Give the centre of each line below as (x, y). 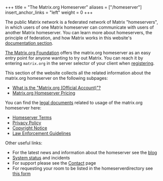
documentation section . (29, 43)
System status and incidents (41, 158)
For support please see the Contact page (54, 163)
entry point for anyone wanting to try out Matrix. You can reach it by (74, 58)
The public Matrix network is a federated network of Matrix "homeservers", (81, 22)
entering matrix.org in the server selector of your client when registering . (80, 63)
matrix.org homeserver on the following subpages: (57, 78)
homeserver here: (23, 108)
